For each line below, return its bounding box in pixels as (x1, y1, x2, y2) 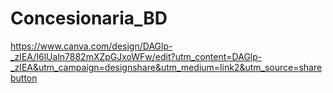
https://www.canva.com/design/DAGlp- (10, 40, 173, 52)
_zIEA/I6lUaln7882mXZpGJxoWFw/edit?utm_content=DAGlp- (10, 50, 263, 62)
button (10, 72, 38, 84)
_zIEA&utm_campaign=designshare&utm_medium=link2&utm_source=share (10, 61, 323, 73)
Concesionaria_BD (10, 7, 168, 30)
